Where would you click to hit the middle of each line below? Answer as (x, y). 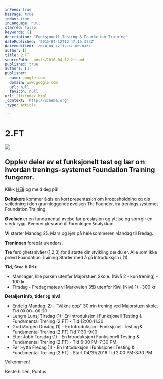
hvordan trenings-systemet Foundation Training (80, 170)
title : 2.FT (17, 55)
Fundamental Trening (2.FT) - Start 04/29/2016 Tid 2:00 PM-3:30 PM (82, 352)
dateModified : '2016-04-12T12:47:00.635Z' (49, 46)
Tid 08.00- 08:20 (30, 311)
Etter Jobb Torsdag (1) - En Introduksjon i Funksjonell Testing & (76, 337)
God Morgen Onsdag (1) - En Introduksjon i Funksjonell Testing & (77, 326)
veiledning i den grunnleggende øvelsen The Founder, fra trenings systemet (81, 204)
